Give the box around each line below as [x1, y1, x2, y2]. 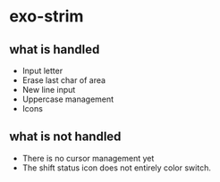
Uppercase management [21, 94, 114, 104]
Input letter [21, 65, 63, 76]
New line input [21, 85, 76, 95]
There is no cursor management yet [21, 153, 155, 163]
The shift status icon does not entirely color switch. [21, 162, 212, 173]
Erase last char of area [21, 75, 106, 86]
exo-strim [9, 6, 84, 27]
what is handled [9, 42, 100, 57]
